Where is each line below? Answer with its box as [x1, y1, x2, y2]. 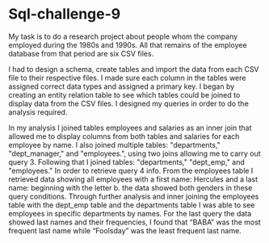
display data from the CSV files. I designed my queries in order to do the [8, 98, 249, 108]
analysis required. [8, 107, 68, 117]
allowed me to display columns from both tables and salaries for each [8, 131, 240, 141]
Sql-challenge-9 [8, 5, 121, 23]
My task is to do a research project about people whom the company [8, 31, 238, 41]
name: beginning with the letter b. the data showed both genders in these [8, 182, 253, 192]
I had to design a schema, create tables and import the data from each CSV [8, 64, 260, 73]
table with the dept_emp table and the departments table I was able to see [8, 199, 255, 210]
